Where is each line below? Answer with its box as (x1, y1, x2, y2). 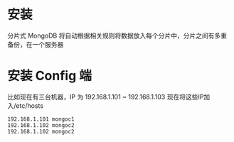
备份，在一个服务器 (7, 40, 64, 48)
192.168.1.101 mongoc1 (7, 115, 75, 123)
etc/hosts (16, 101, 44, 110)
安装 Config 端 (7, 68, 92, 84)
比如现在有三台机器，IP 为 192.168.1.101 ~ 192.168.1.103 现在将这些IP (7, 92, 204, 101)
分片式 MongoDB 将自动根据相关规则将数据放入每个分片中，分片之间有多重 (7, 31, 228, 40)
